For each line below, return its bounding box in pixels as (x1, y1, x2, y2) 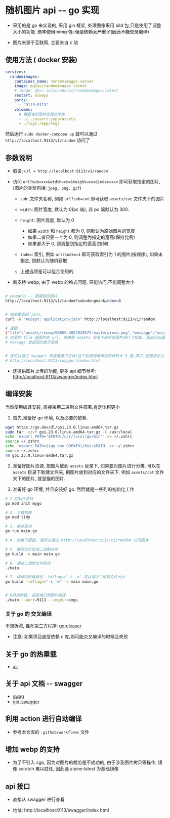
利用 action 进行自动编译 (5, 714, 82, 723)
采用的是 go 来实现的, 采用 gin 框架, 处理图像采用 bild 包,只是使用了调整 (12, 22, 161, 28)
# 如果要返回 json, (5, 312, 42, 317)
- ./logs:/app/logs (18, 121, 60, 126)
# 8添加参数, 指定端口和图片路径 (5, 593, 66, 598)
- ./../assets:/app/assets (18, 116, 76, 121)
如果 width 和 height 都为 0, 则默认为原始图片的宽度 (27, 228, 136, 234)
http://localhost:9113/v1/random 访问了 (5, 137, 90, 143)
